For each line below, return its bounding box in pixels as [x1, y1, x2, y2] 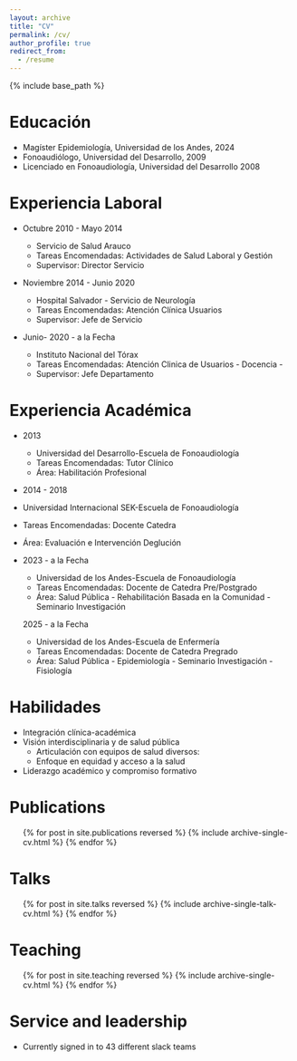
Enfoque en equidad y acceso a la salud [35, 756, 186, 767]
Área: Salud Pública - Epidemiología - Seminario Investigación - [35, 655, 273, 666]
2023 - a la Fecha [22, 555, 89, 565]
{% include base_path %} [9, 81, 105, 91]
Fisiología [35, 665, 72, 676]
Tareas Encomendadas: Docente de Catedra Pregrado [35, 645, 238, 657]
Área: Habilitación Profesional [35, 467, 147, 477]
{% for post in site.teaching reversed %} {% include [22, 969, 216, 980]
